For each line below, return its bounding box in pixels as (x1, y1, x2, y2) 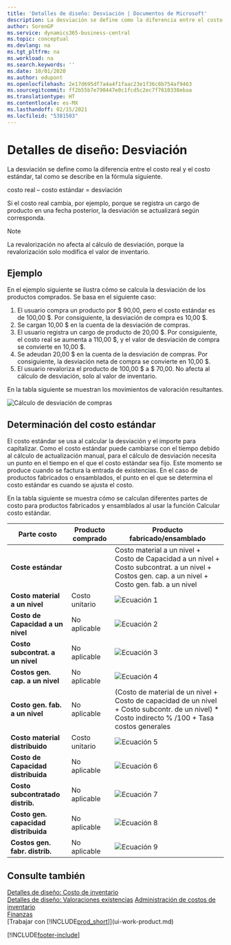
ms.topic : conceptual (7, 36, 69, 43)
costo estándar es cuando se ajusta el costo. (7, 481, 134, 489)
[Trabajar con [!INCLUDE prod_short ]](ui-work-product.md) (7, 917, 174, 926)
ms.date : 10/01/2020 (7, 67, 67, 74)
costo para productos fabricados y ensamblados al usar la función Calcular (7, 502, 220, 510)
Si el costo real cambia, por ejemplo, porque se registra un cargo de (7, 199, 200, 207)
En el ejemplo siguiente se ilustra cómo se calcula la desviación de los (7, 286, 206, 294)
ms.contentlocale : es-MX (7, 100, 78, 107)
